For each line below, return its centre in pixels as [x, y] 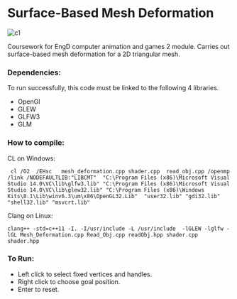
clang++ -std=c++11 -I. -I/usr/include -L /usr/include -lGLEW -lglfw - [119, 229]
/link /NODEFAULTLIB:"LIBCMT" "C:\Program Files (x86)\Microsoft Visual [119, 178]
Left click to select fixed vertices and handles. [85, 274]
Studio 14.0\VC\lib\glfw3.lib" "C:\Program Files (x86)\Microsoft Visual [119, 184]
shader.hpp [23, 241]
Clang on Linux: [30, 215]
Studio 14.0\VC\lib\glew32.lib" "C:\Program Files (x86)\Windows [106, 190]
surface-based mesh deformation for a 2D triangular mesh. [94, 54]
